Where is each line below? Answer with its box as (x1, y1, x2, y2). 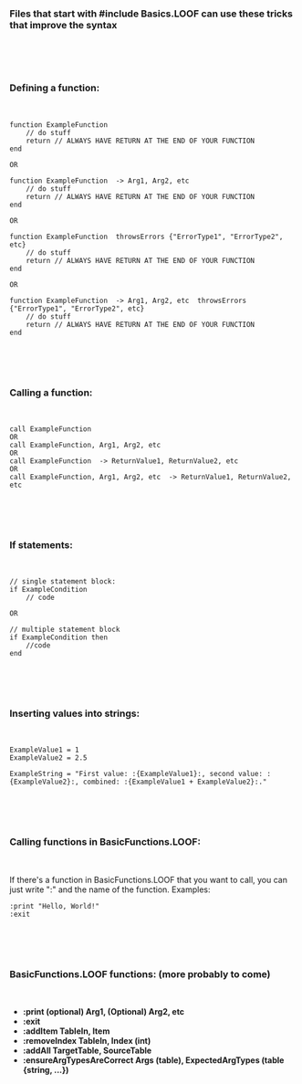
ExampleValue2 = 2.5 (9, 753, 89, 763)
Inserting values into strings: (9, 707, 140, 720)
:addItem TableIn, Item (22, 1026, 110, 1037)
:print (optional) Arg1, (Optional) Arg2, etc (22, 1006, 185, 1017)
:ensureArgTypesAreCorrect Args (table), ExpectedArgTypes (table (22, 1055, 285, 1066)
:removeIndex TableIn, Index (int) (22, 1036, 151, 1047)
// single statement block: (9, 577, 117, 586)
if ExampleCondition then (9, 633, 108, 642)
